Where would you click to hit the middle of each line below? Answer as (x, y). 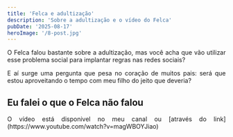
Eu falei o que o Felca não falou (75, 102)
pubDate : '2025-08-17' (40, 26)
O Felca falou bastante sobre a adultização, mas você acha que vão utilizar (116, 53)
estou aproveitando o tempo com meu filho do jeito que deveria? (100, 81)
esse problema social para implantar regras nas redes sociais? (96, 60)
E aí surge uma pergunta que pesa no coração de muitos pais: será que (116, 73)
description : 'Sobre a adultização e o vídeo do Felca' (89, 20)
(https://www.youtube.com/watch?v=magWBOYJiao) (83, 127)
